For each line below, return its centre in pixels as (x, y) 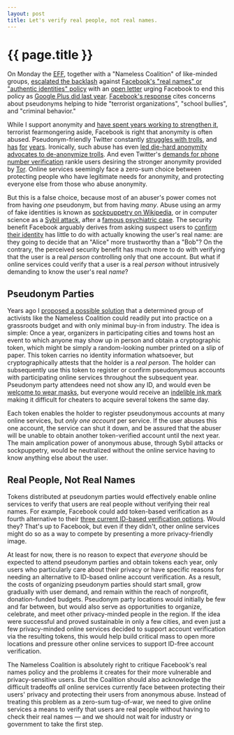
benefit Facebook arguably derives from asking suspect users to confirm (112, 227)
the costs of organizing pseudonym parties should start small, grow (104, 585)
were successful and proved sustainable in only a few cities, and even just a (116, 622)
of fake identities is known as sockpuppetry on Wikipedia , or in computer (112, 212)
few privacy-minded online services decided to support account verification (116, 629)
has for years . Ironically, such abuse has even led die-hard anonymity (107, 147)
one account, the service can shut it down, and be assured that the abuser (115, 428)
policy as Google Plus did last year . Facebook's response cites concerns (111, 96)
